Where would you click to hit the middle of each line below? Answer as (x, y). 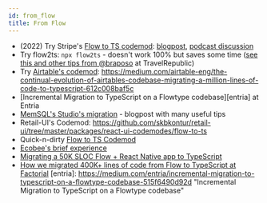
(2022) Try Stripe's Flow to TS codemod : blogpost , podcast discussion (137, 46)
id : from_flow (32, 16)
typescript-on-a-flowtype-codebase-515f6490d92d (106, 181)
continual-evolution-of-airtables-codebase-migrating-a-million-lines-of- (139, 80)
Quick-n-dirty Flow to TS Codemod (78, 139)
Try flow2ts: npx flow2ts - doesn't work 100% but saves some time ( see (139, 54)
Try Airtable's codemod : (60, 71)
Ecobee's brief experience (64, 148)
